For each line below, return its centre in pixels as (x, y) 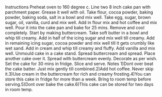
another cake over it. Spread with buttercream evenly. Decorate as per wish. (81, 58)
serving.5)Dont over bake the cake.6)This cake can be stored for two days (79, 84)
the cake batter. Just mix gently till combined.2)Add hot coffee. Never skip (79, 69)
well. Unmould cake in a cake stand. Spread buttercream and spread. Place (80, 53)
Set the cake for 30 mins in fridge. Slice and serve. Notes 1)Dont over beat (79, 64)
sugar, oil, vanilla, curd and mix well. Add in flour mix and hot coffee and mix (81, 22)
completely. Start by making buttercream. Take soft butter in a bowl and (77, 33)
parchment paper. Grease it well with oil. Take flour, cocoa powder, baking (79, 12)
